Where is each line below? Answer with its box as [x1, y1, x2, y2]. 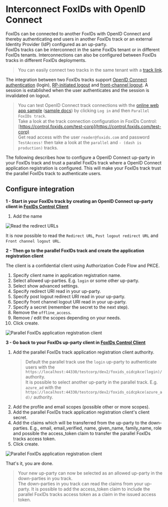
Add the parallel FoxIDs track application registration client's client [12, 409, 149, 415]
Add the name [12, 213, 42, 219]
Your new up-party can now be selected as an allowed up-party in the [17, 470, 163, 476]
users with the [25, 364, 55, 370]
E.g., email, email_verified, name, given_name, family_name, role [29, 425, 162, 431]
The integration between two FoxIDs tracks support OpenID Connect [5, 76, 147, 82]
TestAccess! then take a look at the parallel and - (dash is [17, 139, 142, 145]
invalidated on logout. [5, 92, 50, 98]
